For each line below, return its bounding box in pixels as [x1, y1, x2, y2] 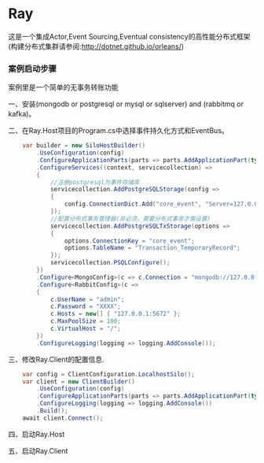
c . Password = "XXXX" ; [49, 302, 122, 311]
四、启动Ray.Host [8, 429, 65, 439]
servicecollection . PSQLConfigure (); [49, 259, 170, 267]
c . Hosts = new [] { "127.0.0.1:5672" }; [49, 310, 181, 318]
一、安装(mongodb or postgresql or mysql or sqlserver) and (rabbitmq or [8, 99, 244, 109]
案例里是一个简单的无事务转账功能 [8, 83, 119, 92]
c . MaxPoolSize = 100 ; [49, 317, 122, 325]
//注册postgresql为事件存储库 [49, 178, 140, 186]
